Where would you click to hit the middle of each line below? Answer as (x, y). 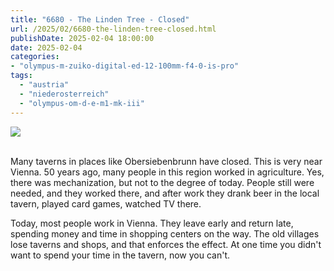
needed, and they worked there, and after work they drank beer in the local (165, 193)
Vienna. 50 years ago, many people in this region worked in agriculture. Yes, (167, 172)
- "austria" (44, 85)
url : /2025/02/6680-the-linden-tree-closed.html (113, 29)
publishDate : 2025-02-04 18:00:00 (82, 38)
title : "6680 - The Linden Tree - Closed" (100, 19)
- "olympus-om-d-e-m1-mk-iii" (82, 103)
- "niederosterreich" (64, 94)
